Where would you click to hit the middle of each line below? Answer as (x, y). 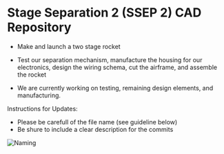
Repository (39, 27)
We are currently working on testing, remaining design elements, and (115, 88)
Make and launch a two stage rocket (69, 46)
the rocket (32, 75)
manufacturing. (39, 95)
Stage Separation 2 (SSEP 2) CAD (104, 13)
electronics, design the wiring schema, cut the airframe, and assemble (117, 67)
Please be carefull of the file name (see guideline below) (97, 122)
